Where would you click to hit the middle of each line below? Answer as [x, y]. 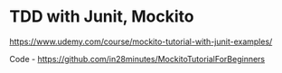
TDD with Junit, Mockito [102, 17]
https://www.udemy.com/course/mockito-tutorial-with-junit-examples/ [141, 41]
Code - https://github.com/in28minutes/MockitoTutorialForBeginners [137, 59]
